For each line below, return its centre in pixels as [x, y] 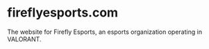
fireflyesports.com [63, 13]
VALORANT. [24, 39]
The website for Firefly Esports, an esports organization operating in [105, 32]
